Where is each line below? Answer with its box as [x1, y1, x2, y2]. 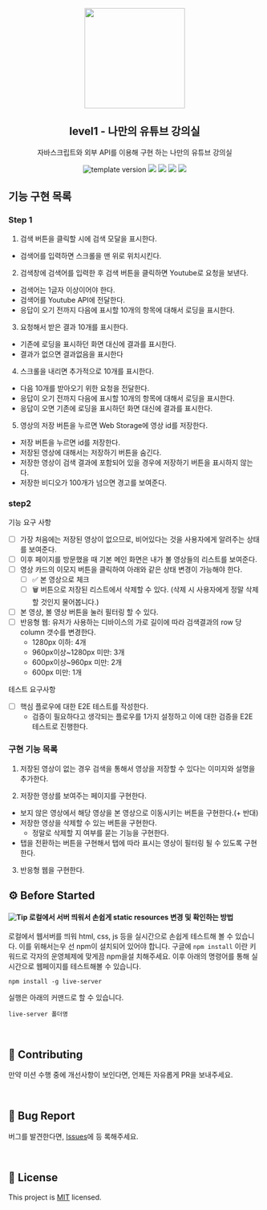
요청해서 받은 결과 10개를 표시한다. [19, 322, 128, 332]
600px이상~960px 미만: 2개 [31, 658, 123, 667]
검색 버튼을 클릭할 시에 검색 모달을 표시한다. [19, 234, 158, 243]
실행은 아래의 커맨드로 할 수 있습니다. [8, 992, 124, 1003]
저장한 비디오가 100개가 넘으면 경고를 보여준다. [19, 478, 167, 487]
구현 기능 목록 [8, 744, 59, 755]
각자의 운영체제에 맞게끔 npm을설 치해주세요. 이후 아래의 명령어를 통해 [29, 951, 250, 961]
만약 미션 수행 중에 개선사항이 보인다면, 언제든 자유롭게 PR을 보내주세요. [8, 1069, 233, 1079]
